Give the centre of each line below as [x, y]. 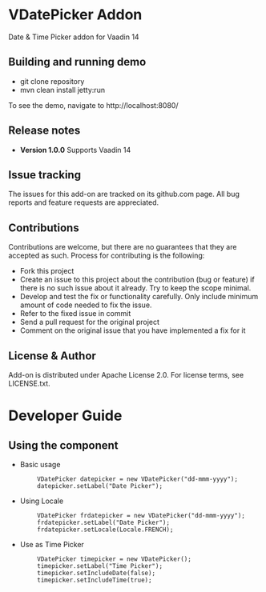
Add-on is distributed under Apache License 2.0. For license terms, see [126, 375]
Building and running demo [77, 62]
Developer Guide [65, 416]
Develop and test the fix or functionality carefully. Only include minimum [139, 297]
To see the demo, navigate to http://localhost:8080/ [93, 105]
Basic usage [40, 464]
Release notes [44, 131]
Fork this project [47, 271]
